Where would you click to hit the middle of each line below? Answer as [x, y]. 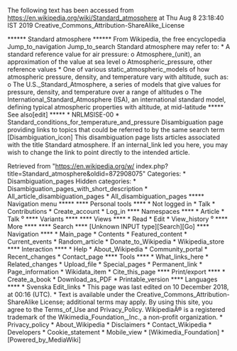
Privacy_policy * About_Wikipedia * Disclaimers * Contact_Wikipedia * [110, 325]
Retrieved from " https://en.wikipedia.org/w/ [71, 166]
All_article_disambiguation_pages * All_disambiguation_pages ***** [106, 196]
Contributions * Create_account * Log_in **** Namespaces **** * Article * [116, 211]
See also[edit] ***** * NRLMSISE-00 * [64, 114]
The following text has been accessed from [71, 10]
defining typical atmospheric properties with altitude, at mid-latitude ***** [116, 107]
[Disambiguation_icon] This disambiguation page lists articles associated [114, 137]
